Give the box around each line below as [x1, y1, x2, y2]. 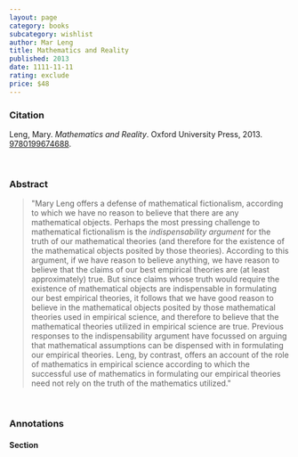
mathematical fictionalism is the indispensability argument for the [30, 226, 271, 237]
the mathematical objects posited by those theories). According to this [30, 246, 289, 257]
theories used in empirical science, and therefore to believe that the [30, 312, 279, 322]
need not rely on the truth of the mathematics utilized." [30, 378, 231, 388]
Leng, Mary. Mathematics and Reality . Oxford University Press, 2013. [9, 128, 263, 139]
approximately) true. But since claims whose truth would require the [30, 273, 280, 285]
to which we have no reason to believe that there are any [30, 208, 239, 218]
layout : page [9, 12, 58, 22]
